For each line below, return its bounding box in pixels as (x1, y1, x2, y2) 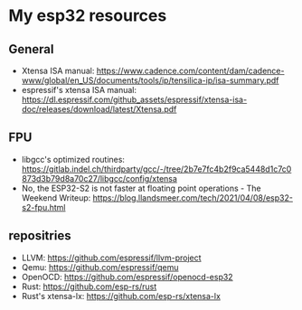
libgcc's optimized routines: (21, 154, 126, 164)
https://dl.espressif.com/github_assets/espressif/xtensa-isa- (21, 94, 248, 105)
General (8, 42, 55, 57)
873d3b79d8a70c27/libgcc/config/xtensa (21, 173, 178, 183)
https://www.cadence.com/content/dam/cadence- (96, 65, 285, 76)
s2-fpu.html (21, 202, 66, 212)
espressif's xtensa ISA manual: (21, 85, 137, 95)
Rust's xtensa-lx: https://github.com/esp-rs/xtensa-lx (21, 290, 221, 301)
